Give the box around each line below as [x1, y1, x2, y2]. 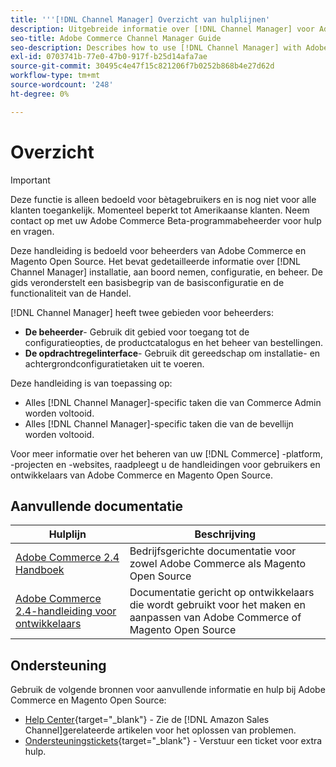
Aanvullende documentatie [10, 497, 184, 515]
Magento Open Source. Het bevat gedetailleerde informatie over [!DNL [10, 255, 301, 267]
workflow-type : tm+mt [10, 71, 101, 81]
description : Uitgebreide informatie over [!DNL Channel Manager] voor [10, 24, 315, 34]
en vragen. [10, 225, 55, 237]
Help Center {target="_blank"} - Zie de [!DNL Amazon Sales [24, 714, 270, 726]
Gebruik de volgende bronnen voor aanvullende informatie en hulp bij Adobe [10, 684, 326, 696]
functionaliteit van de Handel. [10, 287, 132, 299]
